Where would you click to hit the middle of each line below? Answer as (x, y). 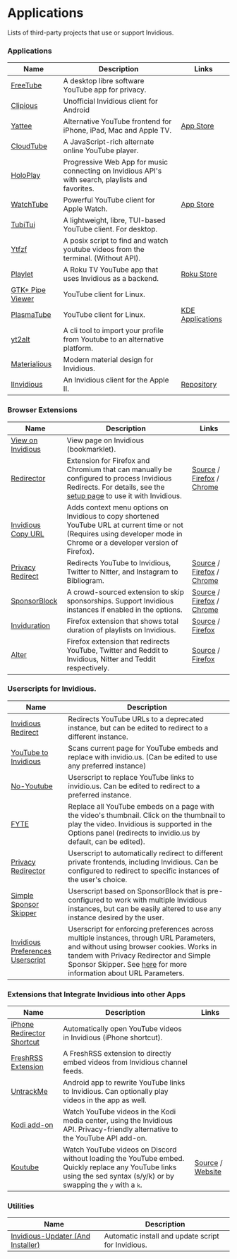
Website (208, 1171)
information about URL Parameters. (126, 973)
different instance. (98, 737)
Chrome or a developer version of (122, 543)
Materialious (31, 364)
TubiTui (23, 225)
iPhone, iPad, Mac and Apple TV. (117, 131)
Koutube (25, 1167)
